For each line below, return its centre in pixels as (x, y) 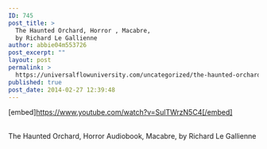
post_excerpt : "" (37, 53)
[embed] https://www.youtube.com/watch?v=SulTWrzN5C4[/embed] (120, 112)
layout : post (30, 61)
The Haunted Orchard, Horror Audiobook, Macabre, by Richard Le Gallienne (132, 136)
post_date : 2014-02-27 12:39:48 (62, 90)
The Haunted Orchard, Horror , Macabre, (83, 30)
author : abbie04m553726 (48, 45)
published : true (35, 82)
